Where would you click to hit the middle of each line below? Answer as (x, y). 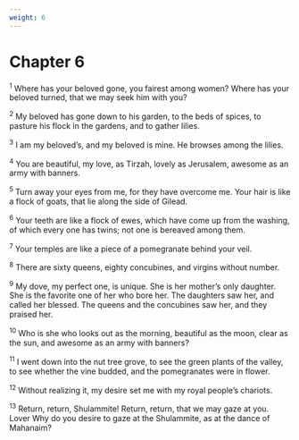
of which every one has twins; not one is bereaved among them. (127, 230)
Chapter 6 (47, 61)
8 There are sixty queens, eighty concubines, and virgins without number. (145, 267)
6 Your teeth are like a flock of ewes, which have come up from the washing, (149, 219)
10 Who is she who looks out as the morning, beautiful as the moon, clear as (149, 333)
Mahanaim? (30, 428)
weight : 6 (28, 17)
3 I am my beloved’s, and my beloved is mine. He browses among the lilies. (146, 144)
